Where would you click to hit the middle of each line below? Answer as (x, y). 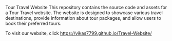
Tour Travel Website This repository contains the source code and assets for (86, 7)
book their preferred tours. (33, 23)
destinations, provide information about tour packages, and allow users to (83, 18)
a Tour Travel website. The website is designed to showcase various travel (84, 13)
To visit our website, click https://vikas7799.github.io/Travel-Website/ (79, 33)
